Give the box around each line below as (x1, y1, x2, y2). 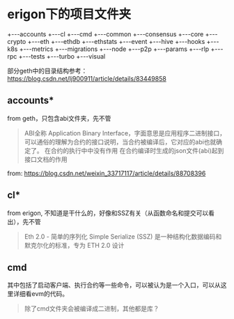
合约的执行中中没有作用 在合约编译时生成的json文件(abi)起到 (50, 146, 224, 154)
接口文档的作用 (24, 155, 68, 163)
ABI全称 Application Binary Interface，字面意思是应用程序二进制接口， (24, 128, 226, 137)
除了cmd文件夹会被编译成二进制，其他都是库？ (24, 304, 159, 313)
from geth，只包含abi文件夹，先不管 (7, 114, 111, 122)
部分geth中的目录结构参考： (7, 66, 88, 75)
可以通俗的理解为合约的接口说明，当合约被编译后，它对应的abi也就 (24, 138, 217, 146)
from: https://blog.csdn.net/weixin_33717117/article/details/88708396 (7, 169, 206, 177)
